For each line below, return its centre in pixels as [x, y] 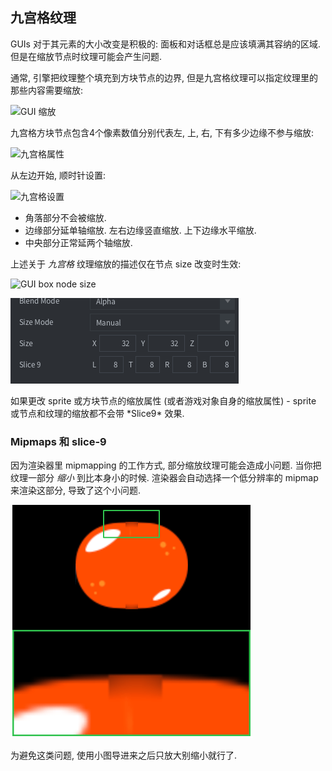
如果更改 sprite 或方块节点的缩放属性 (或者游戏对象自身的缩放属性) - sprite [163, 400]
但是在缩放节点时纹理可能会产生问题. [86, 56]
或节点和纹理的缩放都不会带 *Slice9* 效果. [97, 413]
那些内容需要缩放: [47, 90]
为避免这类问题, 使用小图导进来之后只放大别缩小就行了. [124, 755]
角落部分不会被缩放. [65, 217]
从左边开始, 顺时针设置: [58, 175]
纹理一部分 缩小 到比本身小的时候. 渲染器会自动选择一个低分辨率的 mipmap [164, 478]
